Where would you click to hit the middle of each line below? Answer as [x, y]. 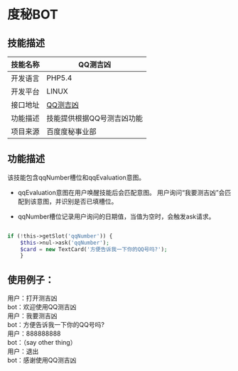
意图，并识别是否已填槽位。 [77, 201]
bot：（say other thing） [42, 343]
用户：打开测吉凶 [32, 298]
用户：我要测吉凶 [32, 316]
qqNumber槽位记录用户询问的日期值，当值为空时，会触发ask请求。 [116, 216]
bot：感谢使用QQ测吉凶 [42, 360]
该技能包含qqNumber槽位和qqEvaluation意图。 [76, 177]
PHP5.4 [59, 78]
